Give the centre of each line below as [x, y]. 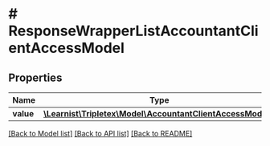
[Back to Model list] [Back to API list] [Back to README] [100, 134]
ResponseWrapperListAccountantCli [133, 31]
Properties [35, 77]
